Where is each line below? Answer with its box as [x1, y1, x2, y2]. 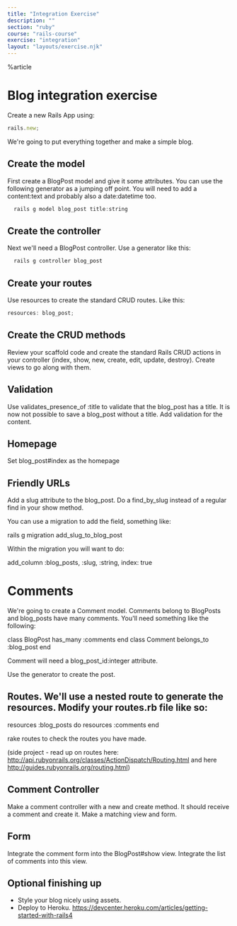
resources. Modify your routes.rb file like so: [7, 702, 208, 714]
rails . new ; [7, 125, 40, 132]
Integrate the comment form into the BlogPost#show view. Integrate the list [7, 849, 226, 857]
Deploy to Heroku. [17, 903, 71, 912]
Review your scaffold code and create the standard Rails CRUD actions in [7, 348, 221, 356]
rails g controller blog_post [13, 258, 103, 265]
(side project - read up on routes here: [7, 748, 119, 756]
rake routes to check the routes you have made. [7, 734, 147, 743]
